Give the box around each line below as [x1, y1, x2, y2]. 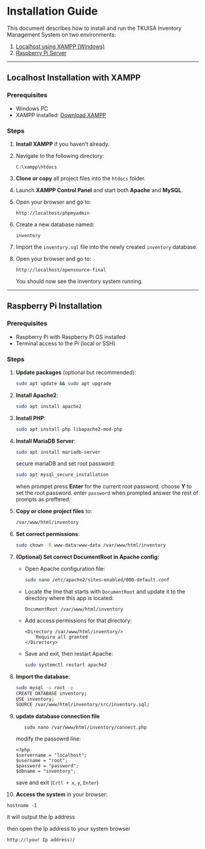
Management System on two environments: [7, 30, 116, 38]
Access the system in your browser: [15, 791, 108, 798]
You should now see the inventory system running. [15, 278, 143, 285]
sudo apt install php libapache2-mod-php [15, 426, 122, 432]
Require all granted [36, 634, 88, 640]
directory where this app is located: [24, 594, 114, 601]
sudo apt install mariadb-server [15, 449, 101, 455]
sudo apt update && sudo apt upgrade [15, 380, 112, 387]
